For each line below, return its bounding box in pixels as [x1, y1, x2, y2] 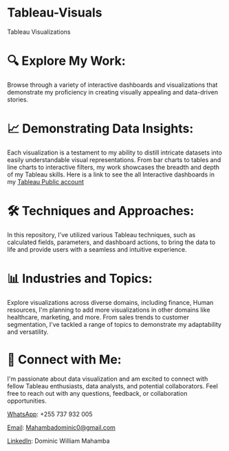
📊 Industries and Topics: [7, 270, 153, 286]
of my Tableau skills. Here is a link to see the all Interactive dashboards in [7, 170, 215, 179]
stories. [7, 95, 29, 103]
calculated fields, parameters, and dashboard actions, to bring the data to [7, 238, 216, 246]
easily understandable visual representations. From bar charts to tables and [7, 155, 221, 163]
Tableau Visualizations [7, 28, 71, 36]
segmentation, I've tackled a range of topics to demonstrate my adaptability [7, 320, 222, 328]
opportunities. [7, 397, 47, 405]
